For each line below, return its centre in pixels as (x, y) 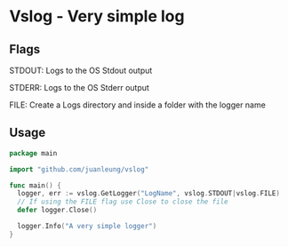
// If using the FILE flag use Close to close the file (123, 202)
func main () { (36, 185)
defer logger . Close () (57, 211)
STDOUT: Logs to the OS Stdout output (81, 70)
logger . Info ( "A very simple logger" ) (87, 227)
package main (33, 153)
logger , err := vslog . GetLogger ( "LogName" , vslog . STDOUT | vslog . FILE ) (148, 194)
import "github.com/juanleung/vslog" (79, 169)
